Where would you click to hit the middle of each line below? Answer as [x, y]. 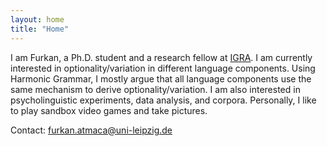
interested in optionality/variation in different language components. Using [163, 68]
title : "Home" [40, 29]
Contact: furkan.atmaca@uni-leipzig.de [91, 130]
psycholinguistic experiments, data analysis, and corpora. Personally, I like [163, 100]
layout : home [37, 19]
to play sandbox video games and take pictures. [109, 110]
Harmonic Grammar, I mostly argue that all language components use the [161, 78]
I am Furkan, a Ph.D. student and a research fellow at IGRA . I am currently [161, 57]
